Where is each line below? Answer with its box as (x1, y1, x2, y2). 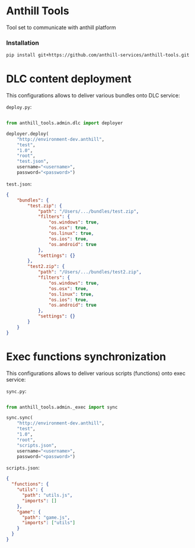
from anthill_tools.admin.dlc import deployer (6, 120, 123, 126)
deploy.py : (6, 103, 32, 111)
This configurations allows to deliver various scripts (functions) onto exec (6, 370, 186, 377)
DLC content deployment (6, 73, 132, 86)
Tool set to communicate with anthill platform (6, 24, 117, 31)
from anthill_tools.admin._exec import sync (6, 404, 118, 410)
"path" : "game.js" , (21, 514, 70, 521)
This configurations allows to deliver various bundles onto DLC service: (6, 92, 180, 99)
